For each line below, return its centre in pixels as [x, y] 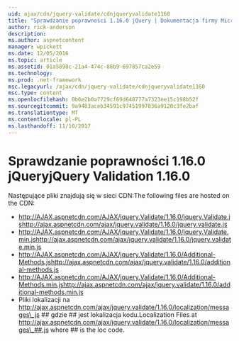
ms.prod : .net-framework [45, 80]
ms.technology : [30, 73]
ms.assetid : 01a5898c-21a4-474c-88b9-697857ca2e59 [84, 67]
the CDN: [21, 203]
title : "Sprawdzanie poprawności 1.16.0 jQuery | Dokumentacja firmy [113, 21]
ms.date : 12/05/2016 [39, 54]
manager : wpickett [35, 47]
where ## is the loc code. [87, 330]
